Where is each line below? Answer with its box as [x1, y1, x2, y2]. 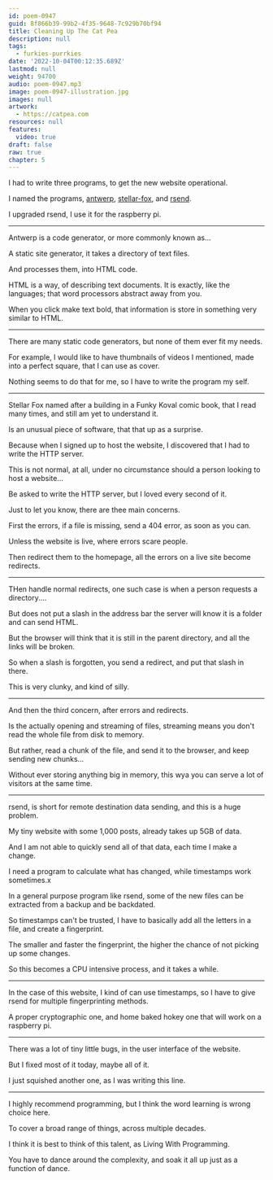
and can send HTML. [8, 618, 79, 627]
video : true [15, 133, 57, 141]
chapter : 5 [8, 155, 45, 164]
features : [8, 125, 42, 133]
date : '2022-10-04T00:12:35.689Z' [8, 58, 126, 66]
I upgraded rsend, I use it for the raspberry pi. [8, 209, 162, 220]
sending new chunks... [8, 754, 84, 764]
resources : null [8, 118, 63, 126]
